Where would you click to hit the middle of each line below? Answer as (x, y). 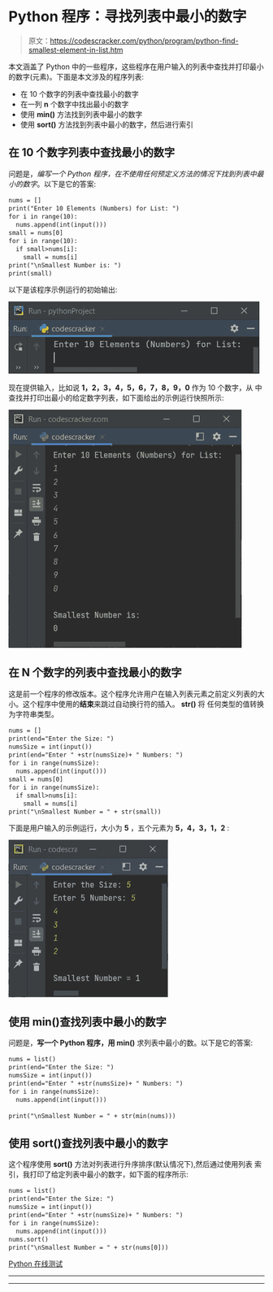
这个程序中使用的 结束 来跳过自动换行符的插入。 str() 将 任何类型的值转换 (143, 704)
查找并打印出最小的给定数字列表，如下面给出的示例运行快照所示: (117, 397)
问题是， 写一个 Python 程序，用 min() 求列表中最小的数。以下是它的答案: (131, 1043)
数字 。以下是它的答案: (59, 184)
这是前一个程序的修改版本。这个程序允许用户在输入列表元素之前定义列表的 (133, 694)
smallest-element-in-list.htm (76, 50)
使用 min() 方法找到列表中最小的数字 (81, 114)
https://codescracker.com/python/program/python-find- (144, 41)
